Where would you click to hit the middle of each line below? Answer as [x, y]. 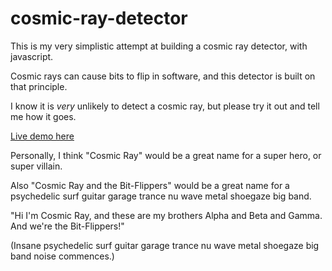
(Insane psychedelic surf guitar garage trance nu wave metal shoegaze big [165, 245]
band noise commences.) [62, 256]
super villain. [36, 166]
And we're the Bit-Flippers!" [67, 226]
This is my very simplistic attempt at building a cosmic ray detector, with [159, 46]
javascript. [32, 56]
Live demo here [42, 136]
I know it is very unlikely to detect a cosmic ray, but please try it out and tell [165, 106]
